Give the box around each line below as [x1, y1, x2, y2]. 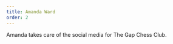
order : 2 [6, 14, 29, 20]
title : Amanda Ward [6, 8, 56, 15]
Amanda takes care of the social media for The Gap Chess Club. [6, 31, 167, 38]
